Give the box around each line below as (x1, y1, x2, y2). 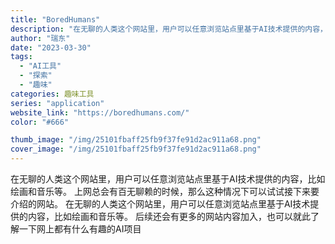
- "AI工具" (19, 61, 62, 71)
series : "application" (10, 98, 105, 108)
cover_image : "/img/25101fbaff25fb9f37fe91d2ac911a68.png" (10, 144, 262, 155)
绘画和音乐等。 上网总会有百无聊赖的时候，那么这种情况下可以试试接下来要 (10, 186, 320, 197)
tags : (10, 52, 33, 62)
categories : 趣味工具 (10, 89, 95, 99)
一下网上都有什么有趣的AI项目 (18, 223, 142, 235)
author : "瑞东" (10, 33, 71, 43)
